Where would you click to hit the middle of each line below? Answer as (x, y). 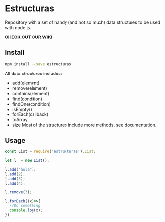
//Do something (25, 206)
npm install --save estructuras (38, 64)
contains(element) (31, 93)
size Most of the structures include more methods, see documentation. (84, 125)
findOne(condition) (31, 104)
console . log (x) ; (26, 210)
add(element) (26, 83)
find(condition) (27, 99)
